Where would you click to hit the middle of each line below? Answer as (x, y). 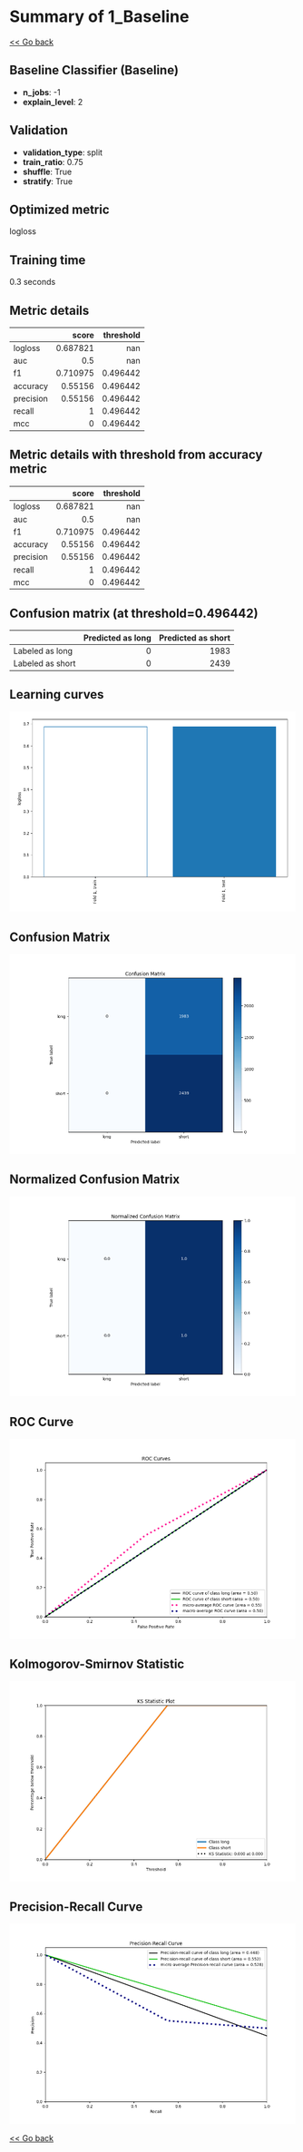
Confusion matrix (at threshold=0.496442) (134, 613)
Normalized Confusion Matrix (94, 1180)
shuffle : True (47, 171)
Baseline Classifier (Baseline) (94, 70)
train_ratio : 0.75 (53, 161)
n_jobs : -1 (41, 92)
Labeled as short (44, 663)
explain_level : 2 (53, 102)
